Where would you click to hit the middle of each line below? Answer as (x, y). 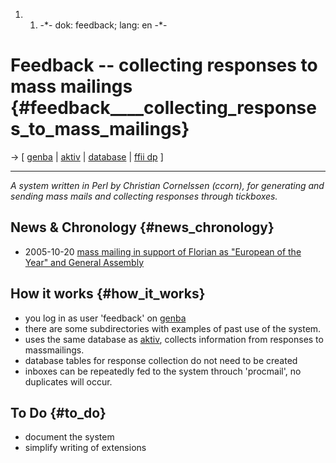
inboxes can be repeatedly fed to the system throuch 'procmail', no (163, 371)
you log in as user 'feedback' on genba (105, 318)
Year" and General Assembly (84, 262)
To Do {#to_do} (58, 412)
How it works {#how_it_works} (108, 294)
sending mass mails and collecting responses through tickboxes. (144, 196)
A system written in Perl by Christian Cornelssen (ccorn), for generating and (167, 185)
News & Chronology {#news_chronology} (142, 227)
